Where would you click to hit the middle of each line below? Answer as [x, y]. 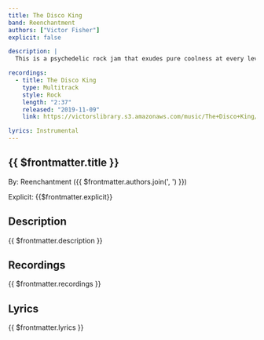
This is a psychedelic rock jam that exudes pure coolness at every [130, 59]
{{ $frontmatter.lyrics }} [46, 327]
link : [31, 117]
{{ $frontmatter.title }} [64, 163]
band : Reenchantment [42, 23]
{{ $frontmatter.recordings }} [55, 284]
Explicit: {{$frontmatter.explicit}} [60, 196]
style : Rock [42, 95]
